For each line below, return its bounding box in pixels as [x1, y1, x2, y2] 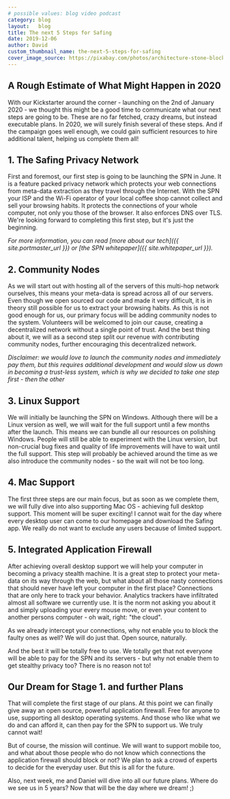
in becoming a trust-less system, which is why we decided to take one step [8, 368, 220, 377]
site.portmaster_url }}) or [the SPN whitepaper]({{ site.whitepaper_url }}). [8, 244, 214, 252]
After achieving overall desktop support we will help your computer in [8, 562, 203, 570]
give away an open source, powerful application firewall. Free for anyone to [8, 707, 220, 715]
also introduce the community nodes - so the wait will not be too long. [8, 457, 205, 465]
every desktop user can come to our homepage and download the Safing [8, 516, 214, 524]
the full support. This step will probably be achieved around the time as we [8, 450, 218, 457]
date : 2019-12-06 [8, 36, 57, 42]
